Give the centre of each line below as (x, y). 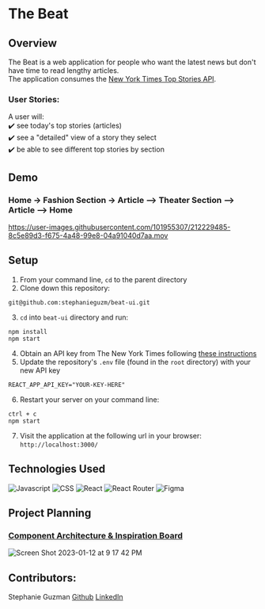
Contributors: (42, 578)
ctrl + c (23, 414)
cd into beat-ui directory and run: (74, 317)
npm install (28, 331)
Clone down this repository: (65, 288)
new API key (40, 370)
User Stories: (34, 99)
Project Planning (50, 513)
